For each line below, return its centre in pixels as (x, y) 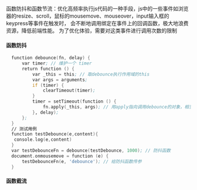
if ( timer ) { (48, 85)
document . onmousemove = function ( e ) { (60, 156)
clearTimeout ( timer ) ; (69, 91)
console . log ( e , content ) (43, 140)
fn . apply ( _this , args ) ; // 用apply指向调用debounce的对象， (114, 107)
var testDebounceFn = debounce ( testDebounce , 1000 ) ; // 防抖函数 (91, 151)
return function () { (48, 69)
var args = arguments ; (60, 80)
